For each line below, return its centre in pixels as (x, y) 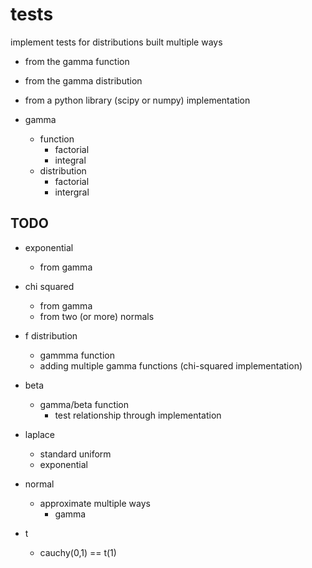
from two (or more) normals (97, 316)
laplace (40, 434)
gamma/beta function (84, 404)
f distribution (51, 335)
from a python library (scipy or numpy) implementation (137, 100)
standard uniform (75, 454)
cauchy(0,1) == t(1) (78, 552)
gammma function (77, 355)
